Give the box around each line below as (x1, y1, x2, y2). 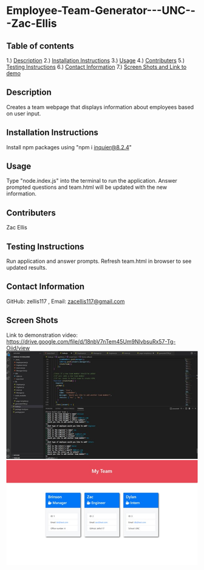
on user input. (6, 110, 41, 117)
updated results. (6, 264, 47, 271)
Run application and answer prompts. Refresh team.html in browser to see (6, 257, 192, 265)
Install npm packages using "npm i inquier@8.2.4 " (6, 143, 132, 151)
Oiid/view (6, 344, 30, 351)
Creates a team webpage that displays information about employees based (6, 103, 194, 110)
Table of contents (6, 41, 74, 51)
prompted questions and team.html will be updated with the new (6, 183, 168, 191)
